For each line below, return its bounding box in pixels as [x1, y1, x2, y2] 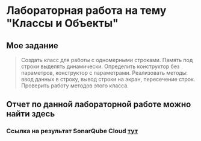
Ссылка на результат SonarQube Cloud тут [6, 127, 138, 136]
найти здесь [6, 109, 55, 119]
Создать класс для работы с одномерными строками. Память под [20, 57, 193, 63]
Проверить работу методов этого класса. [20, 82, 129, 89]
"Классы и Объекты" [6, 16, 119, 30]
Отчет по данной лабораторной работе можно [6, 99, 191, 110]
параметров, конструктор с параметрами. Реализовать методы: [20, 69, 188, 76]
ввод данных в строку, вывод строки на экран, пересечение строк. [20, 76, 196, 83]
